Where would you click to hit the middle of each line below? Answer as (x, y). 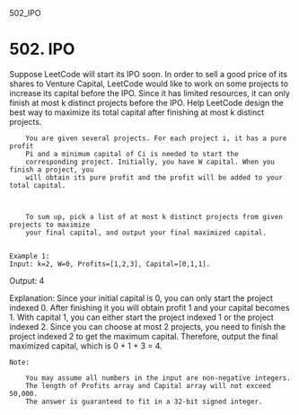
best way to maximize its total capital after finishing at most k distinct (137, 112)
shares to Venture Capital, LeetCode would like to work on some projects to (149, 84)
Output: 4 (27, 280)
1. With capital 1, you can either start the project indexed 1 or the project (141, 317)
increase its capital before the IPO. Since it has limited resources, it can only (149, 93)
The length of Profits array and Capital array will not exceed (148, 385)
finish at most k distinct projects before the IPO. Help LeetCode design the (147, 102)
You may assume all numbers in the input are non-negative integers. (158, 378)
